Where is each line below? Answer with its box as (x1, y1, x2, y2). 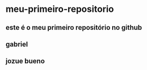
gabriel (5, 40, 28, 48)
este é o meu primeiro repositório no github (5, 23, 142, 32)
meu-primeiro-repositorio (5, 3, 114, 15)
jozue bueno (5, 57, 45, 66)
